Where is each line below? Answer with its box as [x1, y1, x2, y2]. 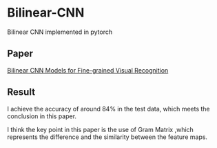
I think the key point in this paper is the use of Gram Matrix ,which [7, 125, 194, 133]
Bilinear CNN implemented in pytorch [7, 28, 112, 36]
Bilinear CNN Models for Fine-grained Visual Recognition [7, 66, 169, 74]
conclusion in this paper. [7, 112, 77, 120]
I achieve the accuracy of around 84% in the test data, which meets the [7, 104, 210, 113]
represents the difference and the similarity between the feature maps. [7, 133, 208, 141]
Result [7, 86, 36, 98]
